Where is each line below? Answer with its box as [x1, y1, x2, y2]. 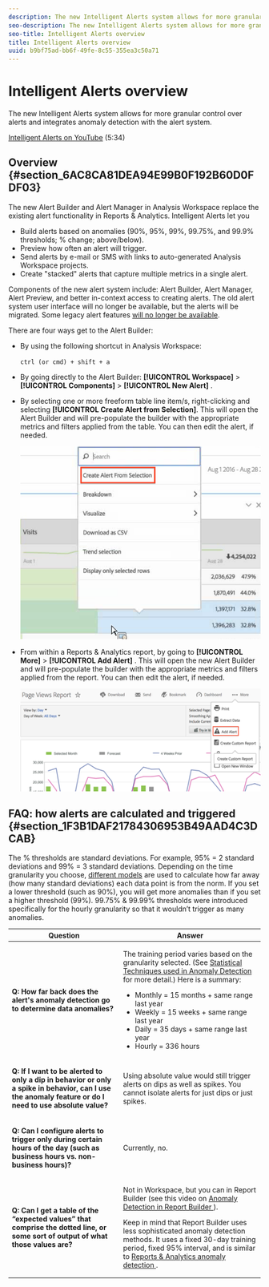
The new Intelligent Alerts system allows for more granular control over [8, 109, 243, 119]
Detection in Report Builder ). [122, 1202, 219, 1212]
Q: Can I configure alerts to [11, 1126, 104, 1136]
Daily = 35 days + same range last [134, 1024, 247, 1034]
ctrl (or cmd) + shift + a [19, 357, 110, 366]
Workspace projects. [19, 260, 89, 270]
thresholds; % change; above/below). [19, 235, 144, 244]
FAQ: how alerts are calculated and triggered [8, 806, 236, 821]
